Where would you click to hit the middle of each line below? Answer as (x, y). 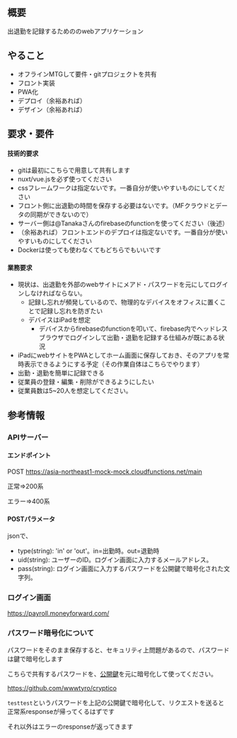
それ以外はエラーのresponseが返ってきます (70, 726)
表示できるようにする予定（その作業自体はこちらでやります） (114, 364)
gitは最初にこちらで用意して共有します (74, 170)
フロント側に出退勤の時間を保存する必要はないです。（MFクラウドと (116, 206)
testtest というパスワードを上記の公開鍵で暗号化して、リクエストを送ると (116, 703)
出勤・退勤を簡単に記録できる (61, 373)
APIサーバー (28, 437)
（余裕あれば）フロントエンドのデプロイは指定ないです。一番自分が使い (122, 232)
